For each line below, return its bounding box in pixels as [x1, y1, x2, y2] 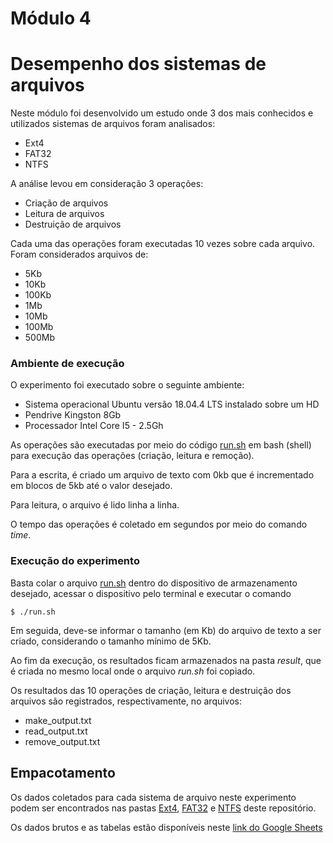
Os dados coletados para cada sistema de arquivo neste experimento [10, 791, 297, 803]
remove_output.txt [24, 735, 101, 747]
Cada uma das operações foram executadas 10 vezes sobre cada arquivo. [10, 238, 316, 250]
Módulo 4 [10, 7, 92, 30]
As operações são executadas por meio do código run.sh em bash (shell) [10, 439, 312, 451]
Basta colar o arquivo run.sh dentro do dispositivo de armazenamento [10, 577, 298, 589]
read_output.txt [24, 725, 88, 737]
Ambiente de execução [10, 357, 125, 371]
